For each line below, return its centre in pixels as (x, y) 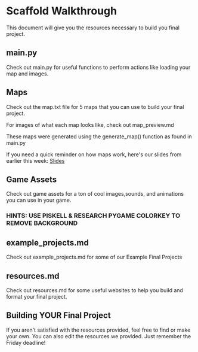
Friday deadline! (26, 342)
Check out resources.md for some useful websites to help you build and (95, 290)
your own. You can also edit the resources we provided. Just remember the (99, 336)
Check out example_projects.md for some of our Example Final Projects (94, 257)
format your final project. (37, 296)
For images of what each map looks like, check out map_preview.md (90, 125)
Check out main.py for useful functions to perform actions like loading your (98, 67)
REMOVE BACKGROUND (42, 223)
